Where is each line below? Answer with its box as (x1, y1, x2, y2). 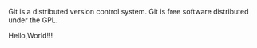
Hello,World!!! (8, 31, 53, 40)
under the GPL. (8, 15, 58, 25)
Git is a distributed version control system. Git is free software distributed (8, 7, 249, 16)
